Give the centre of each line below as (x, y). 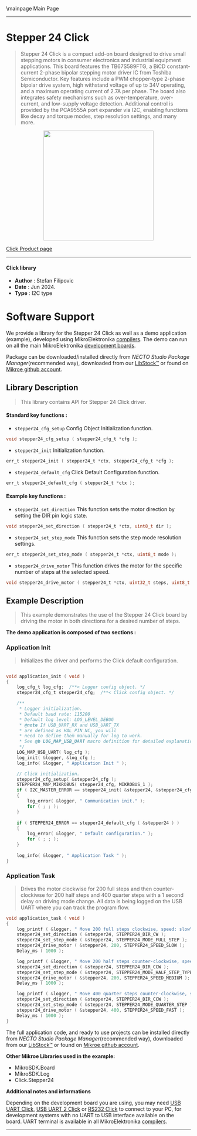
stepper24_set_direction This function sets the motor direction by (94, 509)
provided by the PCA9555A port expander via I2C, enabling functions (104, 110)
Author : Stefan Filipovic (44, 281)
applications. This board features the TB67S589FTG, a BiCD (93, 66)
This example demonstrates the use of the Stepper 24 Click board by (104, 615)
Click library (21, 268)
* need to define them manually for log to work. (81, 736)
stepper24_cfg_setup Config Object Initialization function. (84, 428)
